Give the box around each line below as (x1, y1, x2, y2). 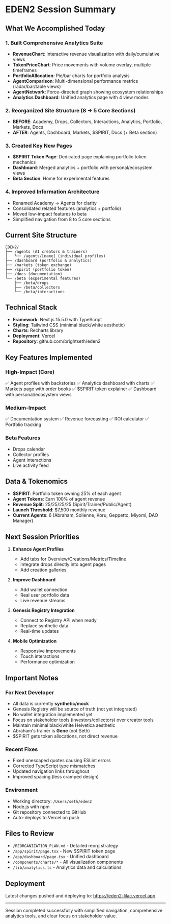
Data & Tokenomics (5, 477, 68, 486)
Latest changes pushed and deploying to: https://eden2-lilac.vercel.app (5, 893, 156, 899)
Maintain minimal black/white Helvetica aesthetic (12, 722, 116, 728)
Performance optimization (20, 659, 75, 665)
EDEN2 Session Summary (5, 4, 116, 15)
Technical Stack (5, 303, 58, 312)
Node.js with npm (12, 803, 50, 810)
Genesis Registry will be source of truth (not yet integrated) (12, 706, 137, 712)
